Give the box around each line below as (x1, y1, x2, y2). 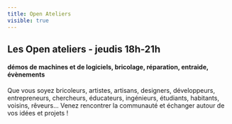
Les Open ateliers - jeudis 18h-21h (7, 43, 161, 55)
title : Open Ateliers (7, 10, 72, 18)
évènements (7, 70, 45, 79)
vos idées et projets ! (7, 109, 69, 118)
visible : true (7, 17, 50, 24)
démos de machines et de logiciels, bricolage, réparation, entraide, (7, 63, 209, 72)
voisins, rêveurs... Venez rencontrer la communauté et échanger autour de (7, 101, 225, 110)
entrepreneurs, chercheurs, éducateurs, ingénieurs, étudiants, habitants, (7, 94, 220, 103)
